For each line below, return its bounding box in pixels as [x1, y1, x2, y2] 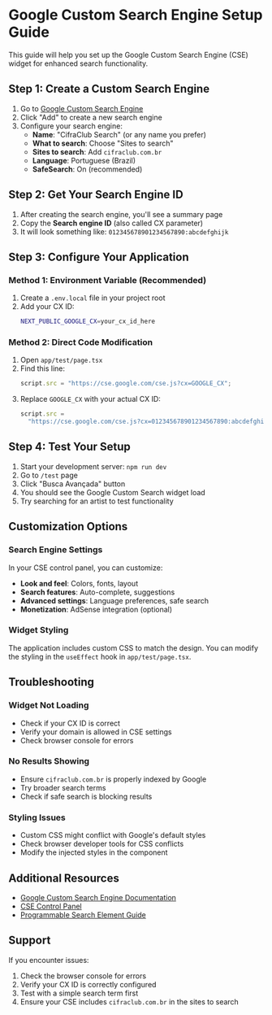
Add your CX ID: [19, 302, 75, 311]
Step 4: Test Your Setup [8, 440, 132, 454]
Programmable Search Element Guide [19, 909, 146, 920]
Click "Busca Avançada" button [19, 478, 126, 489]
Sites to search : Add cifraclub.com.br [32, 146, 162, 156]
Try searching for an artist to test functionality [19, 496, 175, 506]
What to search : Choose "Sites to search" [32, 138, 174, 148]
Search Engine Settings [8, 544, 103, 555]
